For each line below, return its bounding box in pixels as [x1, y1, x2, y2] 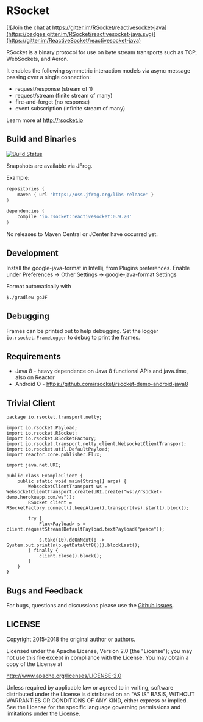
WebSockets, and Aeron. [6, 55, 69, 62]
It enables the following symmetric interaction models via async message [6, 66, 191, 74]
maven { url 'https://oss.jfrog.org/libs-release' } [17, 191, 154, 198]
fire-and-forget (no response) [15, 98, 90, 105]
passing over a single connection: [6, 73, 91, 80]
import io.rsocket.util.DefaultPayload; [6, 446, 111, 452]
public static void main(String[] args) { [17, 478, 127, 485]
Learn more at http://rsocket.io [6, 116, 84, 124]
